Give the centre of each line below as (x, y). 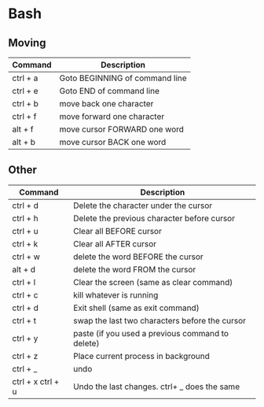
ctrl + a (25, 78)
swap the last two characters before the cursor (159, 320)
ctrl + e (25, 91)
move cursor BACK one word (113, 142)
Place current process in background (142, 356)
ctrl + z (25, 356)
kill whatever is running (116, 294)
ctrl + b (26, 104)
